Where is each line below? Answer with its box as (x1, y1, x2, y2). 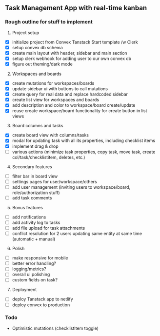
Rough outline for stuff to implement (5, 19, 93, 25)
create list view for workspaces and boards (12, 97, 99, 103)
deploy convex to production (12, 302, 70, 308)
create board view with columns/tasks (12, 132, 89, 138)
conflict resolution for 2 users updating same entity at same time (12, 231, 142, 237)
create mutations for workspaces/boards (12, 80, 95, 86)
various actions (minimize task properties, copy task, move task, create (12, 149, 156, 155)
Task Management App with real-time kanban (5, 4, 147, 12)
